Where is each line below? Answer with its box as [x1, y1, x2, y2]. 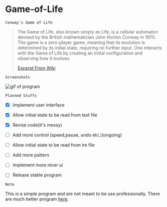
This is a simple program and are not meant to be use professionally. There [5, 191, 160, 197]
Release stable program [12, 172, 62, 178]
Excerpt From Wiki [17, 65, 56, 71]
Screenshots [5, 74, 30, 79]
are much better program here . [5, 196, 69, 202]
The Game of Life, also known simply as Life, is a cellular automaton [17, 28, 158, 34]
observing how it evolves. [17, 55, 71, 61]
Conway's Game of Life [5, 20, 53, 25]
